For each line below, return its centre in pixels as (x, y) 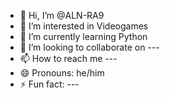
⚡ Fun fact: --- (49, 84)
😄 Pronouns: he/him (62, 73)
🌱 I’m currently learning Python (83, 36)
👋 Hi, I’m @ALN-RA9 (62, 15)
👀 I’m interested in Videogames (84, 26)
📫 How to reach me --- (68, 58)
